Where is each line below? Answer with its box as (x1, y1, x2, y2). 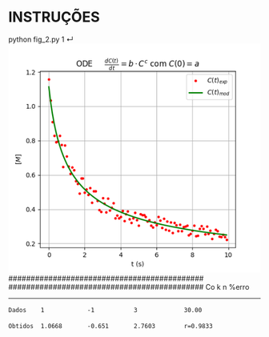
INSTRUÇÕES (8, 8, 100, 26)
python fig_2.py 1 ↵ (8, 34, 74, 44)
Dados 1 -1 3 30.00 (8, 307, 203, 315)
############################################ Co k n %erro (8, 283, 250, 292)
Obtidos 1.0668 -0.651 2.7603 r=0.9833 (8, 323, 214, 331)
